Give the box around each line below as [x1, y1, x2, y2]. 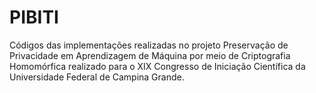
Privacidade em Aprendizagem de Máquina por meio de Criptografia [9, 49, 291, 61]
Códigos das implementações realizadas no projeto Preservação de [9, 39, 289, 51]
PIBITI [9, 6, 59, 29]
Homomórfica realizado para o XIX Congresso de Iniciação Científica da [9, 60, 306, 72]
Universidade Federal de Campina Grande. [9, 71, 185, 83]
